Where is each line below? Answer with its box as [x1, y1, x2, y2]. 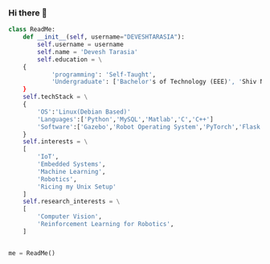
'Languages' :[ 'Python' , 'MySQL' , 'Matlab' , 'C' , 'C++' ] [37, 115, 215, 123]
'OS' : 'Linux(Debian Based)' [37, 108, 131, 116]
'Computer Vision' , [37, 212, 103, 221]
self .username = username [37, 40, 125, 49]
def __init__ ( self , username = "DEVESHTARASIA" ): [22, 33, 185, 41]
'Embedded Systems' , [37, 160, 106, 168]
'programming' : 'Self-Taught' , [51, 70, 157, 79]
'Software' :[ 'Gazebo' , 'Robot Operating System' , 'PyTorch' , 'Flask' [37, 122, 264, 131]
